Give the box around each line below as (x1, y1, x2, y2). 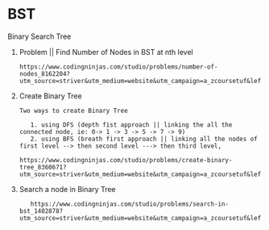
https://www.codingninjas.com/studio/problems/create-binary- (19, 156, 233, 164)
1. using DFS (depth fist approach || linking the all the (30, 120, 233, 129)
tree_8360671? (19, 163, 67, 171)
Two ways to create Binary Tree (19, 107, 128, 115)
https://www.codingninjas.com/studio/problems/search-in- (30, 199, 230, 208)
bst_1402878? (19, 207, 64, 215)
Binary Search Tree (7, 31, 72, 41)
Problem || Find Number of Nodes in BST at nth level (19, 47, 194, 56)
